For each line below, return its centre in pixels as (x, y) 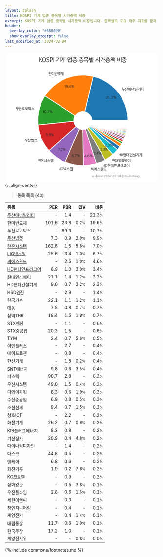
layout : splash (20, 10)
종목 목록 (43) (31, 195)
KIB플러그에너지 (22, 430)
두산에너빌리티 (21, 215)
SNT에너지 (18, 369)
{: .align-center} (21, 185)
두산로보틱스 (19, 231)
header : (13, 26)
